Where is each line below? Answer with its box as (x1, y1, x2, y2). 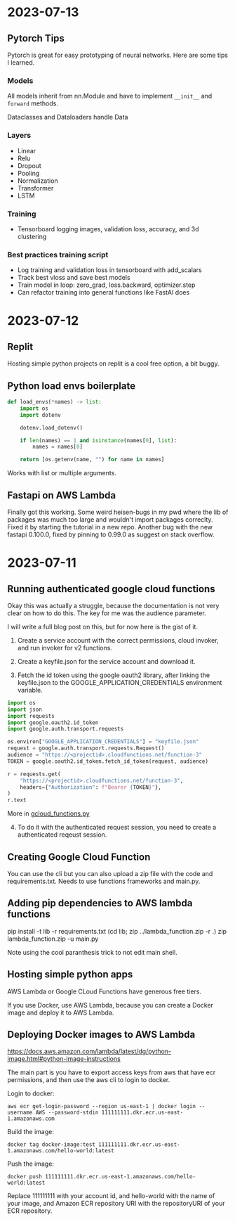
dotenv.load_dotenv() (20, 424, 83, 431)
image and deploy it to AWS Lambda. (7, 1008, 114, 1017)
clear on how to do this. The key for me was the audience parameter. (7, 609, 207, 617)
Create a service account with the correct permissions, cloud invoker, (17, 636, 219, 644)
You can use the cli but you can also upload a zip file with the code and (7, 870, 213, 877)
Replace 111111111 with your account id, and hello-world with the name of (7, 1192, 215, 1200)
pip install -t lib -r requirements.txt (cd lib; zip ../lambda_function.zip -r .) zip (7, 927, 227, 935)
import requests (7, 712, 55, 719)
